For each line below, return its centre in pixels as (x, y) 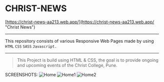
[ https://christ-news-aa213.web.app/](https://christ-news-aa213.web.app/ (80, 22)
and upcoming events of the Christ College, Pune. (67, 65)
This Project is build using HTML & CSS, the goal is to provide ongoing (88, 60)
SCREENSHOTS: (21, 74)
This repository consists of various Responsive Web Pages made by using (80, 41)
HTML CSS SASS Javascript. (31, 47)
